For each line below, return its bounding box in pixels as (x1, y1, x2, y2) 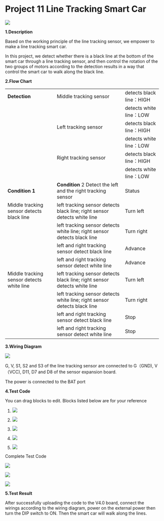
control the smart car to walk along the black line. (5, 69, 104, 75)
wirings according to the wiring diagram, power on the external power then (5, 505, 156, 511)
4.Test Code (5, 388, 31, 394)
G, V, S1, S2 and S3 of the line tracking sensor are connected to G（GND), (5, 363, 154, 368)
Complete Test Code (5, 453, 46, 459)
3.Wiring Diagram (5, 343, 42, 349)
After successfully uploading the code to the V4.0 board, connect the (5, 499, 144, 506)
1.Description (5, 28, 33, 35)
